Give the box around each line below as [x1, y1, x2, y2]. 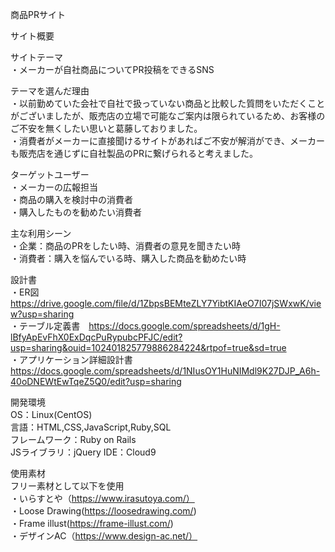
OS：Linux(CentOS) [10, 409, 93, 420]
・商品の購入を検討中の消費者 [10, 194, 133, 205]
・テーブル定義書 [10, 320, 81, 332]
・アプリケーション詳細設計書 [10, 354, 133, 365]
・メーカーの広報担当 [10, 181, 98, 193]
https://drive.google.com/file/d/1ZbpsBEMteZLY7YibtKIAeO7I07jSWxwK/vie [10, 298, 322, 309]
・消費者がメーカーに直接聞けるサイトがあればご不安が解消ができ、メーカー [10, 135, 326, 147]
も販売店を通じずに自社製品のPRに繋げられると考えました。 [10, 148, 258, 159]
